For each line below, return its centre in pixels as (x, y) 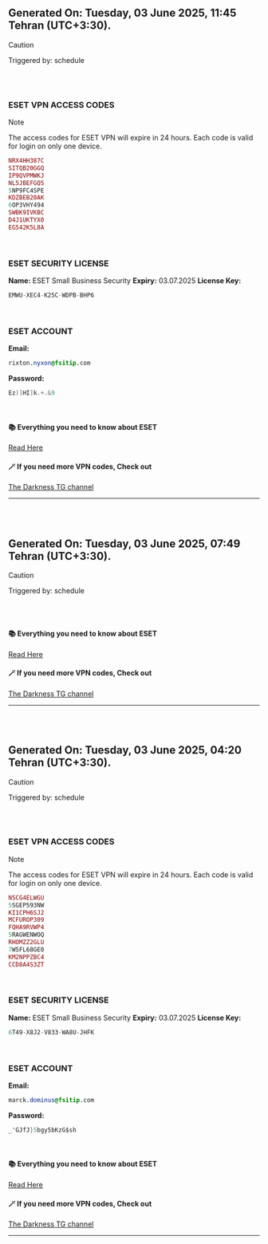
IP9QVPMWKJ (26, 175)
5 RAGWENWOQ (26, 935)
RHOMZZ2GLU (26, 943)
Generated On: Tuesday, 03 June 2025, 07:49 (124, 543)
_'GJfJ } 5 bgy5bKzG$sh (43, 1130)
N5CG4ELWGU (26, 898)
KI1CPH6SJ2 (26, 912)
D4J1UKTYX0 (26, 220)
